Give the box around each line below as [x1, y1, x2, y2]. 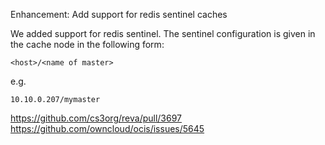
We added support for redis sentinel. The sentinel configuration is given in [10, 28, 316, 39]
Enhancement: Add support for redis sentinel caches [10, 9, 228, 20]
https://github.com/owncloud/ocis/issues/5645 [10, 123, 205, 134]
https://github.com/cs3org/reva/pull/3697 [10, 112, 183, 124]
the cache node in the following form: [10, 39, 165, 50]
